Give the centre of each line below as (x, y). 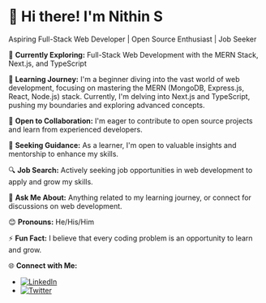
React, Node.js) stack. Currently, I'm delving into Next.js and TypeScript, (129, 96)
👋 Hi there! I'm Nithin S (86, 17)
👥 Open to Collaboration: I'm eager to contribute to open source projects (131, 120)
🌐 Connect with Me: (43, 265)
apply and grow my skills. (51, 181)
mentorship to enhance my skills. (64, 154)
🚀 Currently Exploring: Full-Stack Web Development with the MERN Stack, (133, 54)
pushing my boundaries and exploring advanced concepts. (107, 105)
